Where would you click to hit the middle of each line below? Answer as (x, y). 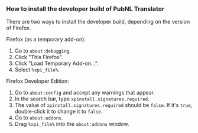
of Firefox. (19, 28)
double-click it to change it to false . (59, 112)
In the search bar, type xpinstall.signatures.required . (82, 99)
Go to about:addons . (39, 118)
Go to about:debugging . (43, 51)
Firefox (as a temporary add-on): (46, 40)
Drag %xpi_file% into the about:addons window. (72, 124)
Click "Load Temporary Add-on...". (56, 63)
